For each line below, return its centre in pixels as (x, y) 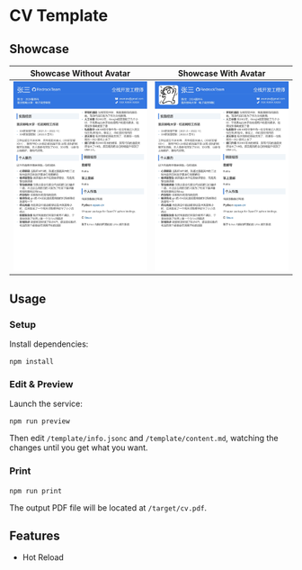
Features (35, 536)
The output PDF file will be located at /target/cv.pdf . (108, 507)
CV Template (59, 16)
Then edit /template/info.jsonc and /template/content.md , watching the (144, 439)
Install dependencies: (49, 344)
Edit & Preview (41, 384)
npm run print (36, 491)
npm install (31, 362)
